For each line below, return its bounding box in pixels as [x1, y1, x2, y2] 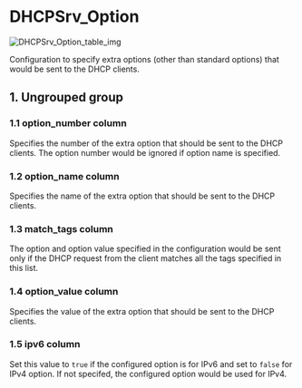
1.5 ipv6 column [9, 338, 81, 351]
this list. [9, 263, 39, 274]
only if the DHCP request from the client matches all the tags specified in [9, 253, 282, 264]
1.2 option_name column [9, 170, 120, 182]
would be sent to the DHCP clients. [9, 63, 141, 74]
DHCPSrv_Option [9, 6, 140, 27]
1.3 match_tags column [9, 222, 113, 235]
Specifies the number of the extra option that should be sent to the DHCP [9, 138, 284, 149]
